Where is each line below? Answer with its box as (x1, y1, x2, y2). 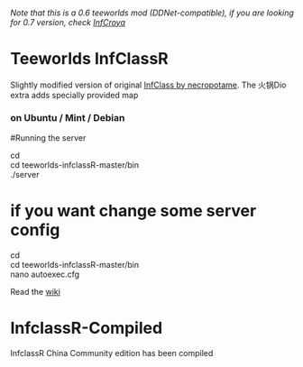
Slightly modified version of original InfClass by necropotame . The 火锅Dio (10, 79, 287, 90)
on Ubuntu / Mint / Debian (10, 112, 125, 124)
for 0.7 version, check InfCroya (10, 16, 125, 27)
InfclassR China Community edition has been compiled (10, 347, 214, 358)
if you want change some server (10, 201, 257, 221)
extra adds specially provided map (10, 89, 139, 100)
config (10, 220, 60, 241)
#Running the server (10, 132, 87, 143)
